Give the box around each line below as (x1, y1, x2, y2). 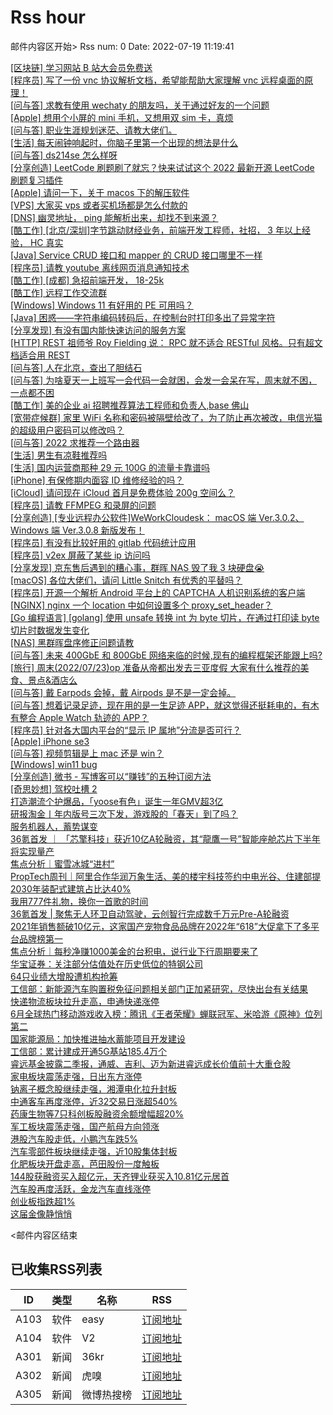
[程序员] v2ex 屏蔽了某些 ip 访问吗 (10, 549, 151, 561)
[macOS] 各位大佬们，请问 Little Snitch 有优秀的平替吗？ (10, 574, 243, 586)
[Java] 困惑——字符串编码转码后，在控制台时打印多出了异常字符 (10, 311, 276, 323)
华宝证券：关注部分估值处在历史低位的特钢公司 (10, 957, 203, 970)
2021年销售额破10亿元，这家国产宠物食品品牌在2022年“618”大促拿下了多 (10, 920, 311, 932)
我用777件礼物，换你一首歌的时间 (10, 895, 149, 907)
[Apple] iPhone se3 (10, 735, 90, 747)
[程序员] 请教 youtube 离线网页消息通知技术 (10, 261, 190, 273)
